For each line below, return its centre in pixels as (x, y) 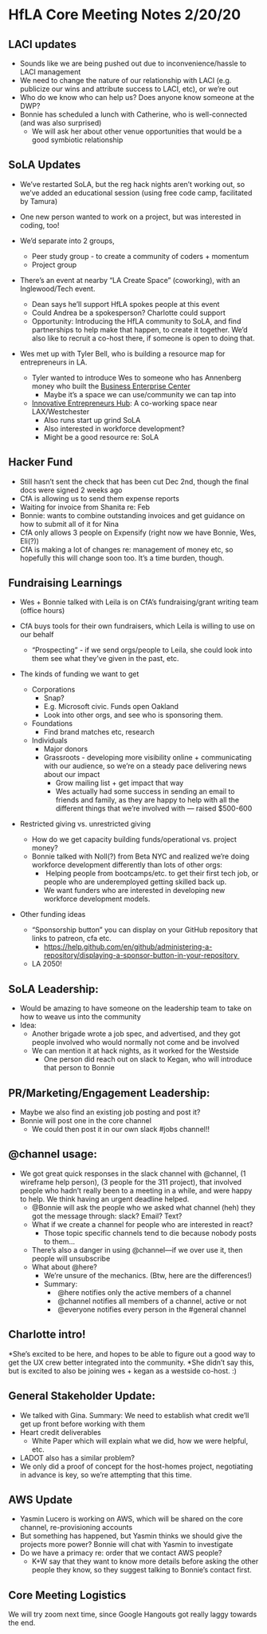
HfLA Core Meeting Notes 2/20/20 (125, 15)
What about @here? (64, 1267)
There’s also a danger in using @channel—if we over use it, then (137, 1249)
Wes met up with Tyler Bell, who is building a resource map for (122, 353)
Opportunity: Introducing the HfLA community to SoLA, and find (136, 321)
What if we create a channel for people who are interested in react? (142, 1224)
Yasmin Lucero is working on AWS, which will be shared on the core (132, 1519)
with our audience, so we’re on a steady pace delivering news (145, 766)
